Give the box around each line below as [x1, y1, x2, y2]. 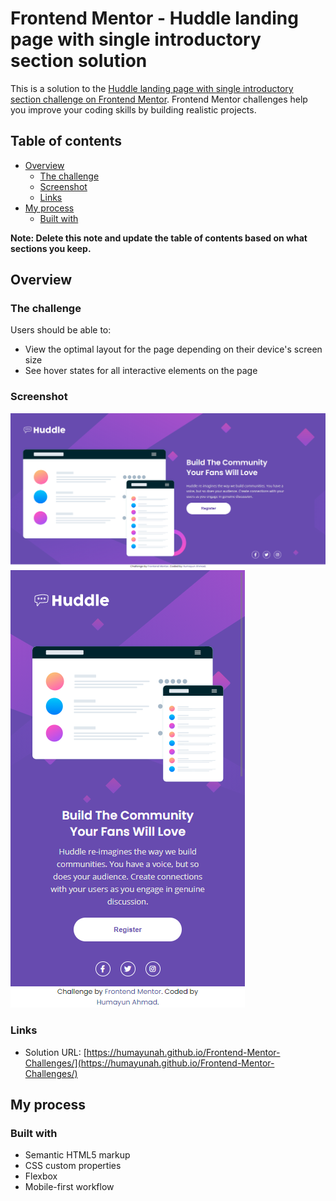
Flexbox [24, 1170, 58, 1182]
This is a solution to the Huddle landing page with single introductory [10, 82, 294, 94]
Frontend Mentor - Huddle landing [10, 7, 299, 30]
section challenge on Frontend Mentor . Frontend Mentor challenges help [10, 93, 308, 105]
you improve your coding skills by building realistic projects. [10, 103, 257, 116]
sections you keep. [10, 242, 92, 254]
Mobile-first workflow [24, 1181, 115, 1193]
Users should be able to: [10, 324, 112, 336]
